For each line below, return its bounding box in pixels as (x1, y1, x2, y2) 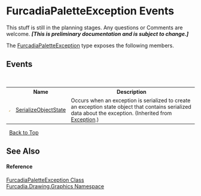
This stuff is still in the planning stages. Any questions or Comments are (6, 24, 183, 31)
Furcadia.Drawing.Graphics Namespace (6, 182, 105, 189)
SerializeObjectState (16, 106, 66, 113)
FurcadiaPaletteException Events (6, 4, 175, 18)
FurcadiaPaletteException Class (6, 176, 84, 183)
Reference (6, 163, 33, 170)
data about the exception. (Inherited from (71, 109, 172, 117)
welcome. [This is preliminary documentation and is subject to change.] (6, 30, 189, 37)
